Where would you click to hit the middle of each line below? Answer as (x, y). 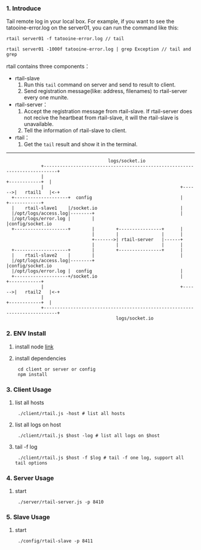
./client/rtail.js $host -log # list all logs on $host (89, 435)
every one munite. (46, 98)
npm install (33, 374)
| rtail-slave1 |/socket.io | (98, 208)
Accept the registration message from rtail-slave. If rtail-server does (108, 112)
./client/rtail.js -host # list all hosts (71, 413)
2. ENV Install (26, 333)
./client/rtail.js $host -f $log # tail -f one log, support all (101, 458)
